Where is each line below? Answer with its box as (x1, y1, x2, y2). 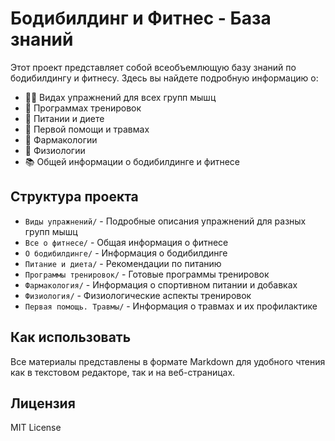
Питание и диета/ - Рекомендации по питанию (24, 257, 222, 269)
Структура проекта (10, 188, 139, 206)
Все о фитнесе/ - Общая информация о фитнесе (24, 236, 229, 248)
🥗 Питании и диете (24, 112, 105, 124)
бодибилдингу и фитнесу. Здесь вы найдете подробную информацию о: (10, 72, 319, 84)
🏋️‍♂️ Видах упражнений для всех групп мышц (24, 91, 217, 103)
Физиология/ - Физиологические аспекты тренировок (24, 289, 252, 301)
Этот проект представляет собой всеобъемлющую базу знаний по (10, 61, 297, 73)
